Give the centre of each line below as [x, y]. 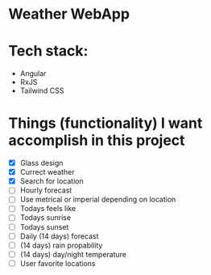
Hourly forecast [46, 190]
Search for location [52, 181]
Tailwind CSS [42, 91]
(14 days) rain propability [61, 245]
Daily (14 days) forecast [59, 236]
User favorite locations [58, 263]
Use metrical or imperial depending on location [98, 200]
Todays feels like [48, 209]
